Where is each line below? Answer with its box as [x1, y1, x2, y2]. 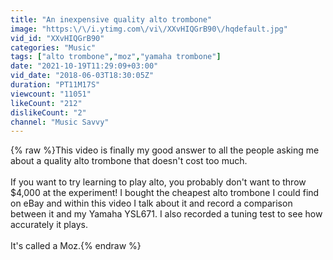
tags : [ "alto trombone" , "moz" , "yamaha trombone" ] [10, 52, 222, 62]
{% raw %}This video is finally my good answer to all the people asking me [10, 144, 320, 156]
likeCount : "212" [10, 98, 83, 108]
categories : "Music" [10, 42, 97, 53]
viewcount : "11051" [10, 89, 92, 99]
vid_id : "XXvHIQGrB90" [10, 33, 105, 43]
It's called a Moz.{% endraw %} [10, 240, 142, 252]
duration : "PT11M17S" [10, 80, 101, 90]
